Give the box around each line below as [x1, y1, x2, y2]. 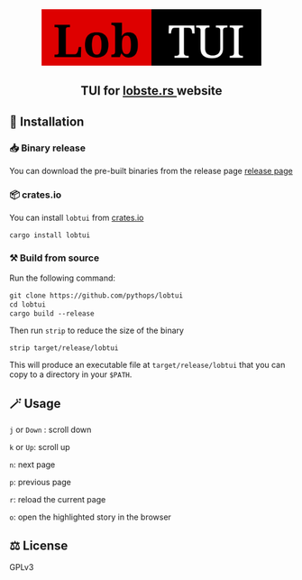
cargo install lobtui [9, 231, 91, 240]
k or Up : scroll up [9, 442, 70, 453]
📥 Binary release [9, 142, 86, 154]
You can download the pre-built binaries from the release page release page [9, 166, 293, 177]
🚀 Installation [9, 114, 85, 129]
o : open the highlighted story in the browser [9, 511, 171, 522]
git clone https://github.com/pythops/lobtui [9, 290, 183, 300]
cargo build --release [9, 308, 95, 318]
